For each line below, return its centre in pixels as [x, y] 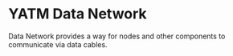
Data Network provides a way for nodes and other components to [117, 36]
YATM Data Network [78, 14]
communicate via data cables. [58, 44]
